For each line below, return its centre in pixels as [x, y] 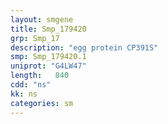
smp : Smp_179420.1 [48, 57]
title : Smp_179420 [48, 29]
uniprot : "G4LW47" [48, 66]
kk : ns [24, 94]
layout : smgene [42, 19]
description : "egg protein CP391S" [84, 47]
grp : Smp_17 [35, 38]
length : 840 [40, 76]
